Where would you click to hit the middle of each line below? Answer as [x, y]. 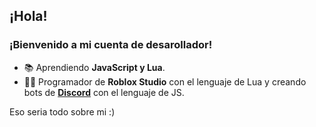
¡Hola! [28, 16]
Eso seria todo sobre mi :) [62, 111]
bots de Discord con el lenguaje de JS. [104, 92]
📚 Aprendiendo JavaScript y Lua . [94, 67]
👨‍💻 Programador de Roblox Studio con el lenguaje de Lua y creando [165, 81]
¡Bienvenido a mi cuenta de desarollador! [111, 45]
